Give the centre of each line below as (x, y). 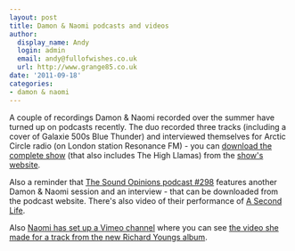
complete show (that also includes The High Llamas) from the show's (136, 155)
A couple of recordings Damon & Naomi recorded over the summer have (142, 117)
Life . (17, 210)
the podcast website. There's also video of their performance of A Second (146, 200)
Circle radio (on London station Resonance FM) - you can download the (141, 146)
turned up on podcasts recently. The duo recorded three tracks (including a (148, 126)
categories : (31, 84)
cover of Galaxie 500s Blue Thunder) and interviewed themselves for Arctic (148, 136)
